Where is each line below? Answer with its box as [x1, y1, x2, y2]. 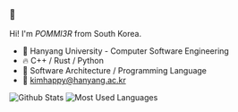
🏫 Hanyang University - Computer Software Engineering [21, 46, 230, 56]
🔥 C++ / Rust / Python [21, 56, 105, 66]
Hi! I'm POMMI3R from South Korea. [9, 29, 141, 39]
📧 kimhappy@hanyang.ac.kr [21, 75, 127, 86]
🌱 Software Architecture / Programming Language [21, 65, 208, 76]
